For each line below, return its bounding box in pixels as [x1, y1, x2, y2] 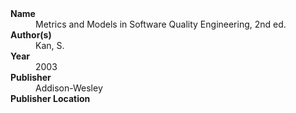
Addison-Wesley [35, 82, 103, 94]
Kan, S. [35, 40, 65, 51]
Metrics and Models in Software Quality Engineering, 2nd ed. [35, 18, 287, 30]
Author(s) [10, 29, 52, 41]
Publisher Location [10, 93, 91, 104]
